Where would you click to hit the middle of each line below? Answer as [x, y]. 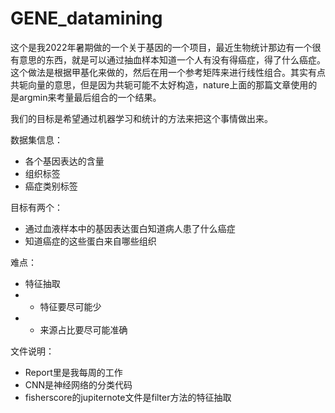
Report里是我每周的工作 [73, 372]
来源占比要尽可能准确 [83, 329]
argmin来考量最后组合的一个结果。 [90, 97]
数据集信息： [36, 139]
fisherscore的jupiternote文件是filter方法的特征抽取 [128, 397]
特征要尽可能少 [70, 306]
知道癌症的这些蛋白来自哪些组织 [90, 241]
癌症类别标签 [51, 186]
